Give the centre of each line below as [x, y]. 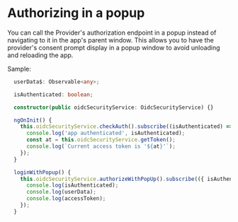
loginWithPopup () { [42, 172]
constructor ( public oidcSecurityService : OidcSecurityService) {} [114, 107]
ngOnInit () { [33, 120]
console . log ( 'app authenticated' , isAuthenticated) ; [106, 133]
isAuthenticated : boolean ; [53, 94]
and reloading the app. [40, 55]
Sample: [19, 69]
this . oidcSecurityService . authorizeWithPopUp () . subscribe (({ [112, 179]
